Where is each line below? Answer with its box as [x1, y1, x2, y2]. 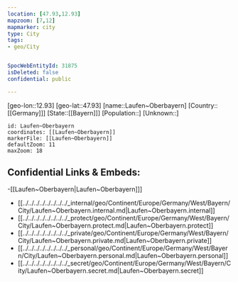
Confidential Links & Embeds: [7, 167, 141, 179]
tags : [7, 37, 23, 44]
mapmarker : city [7, 23, 55, 30]
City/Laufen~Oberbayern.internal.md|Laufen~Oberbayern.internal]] [17, 206, 215, 215]
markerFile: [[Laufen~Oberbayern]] [7, 135, 113, 142]
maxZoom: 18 [7, 147, 43, 154]
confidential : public [7, 75, 72, 82]
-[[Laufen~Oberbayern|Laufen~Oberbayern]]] [7, 185, 143, 193]
